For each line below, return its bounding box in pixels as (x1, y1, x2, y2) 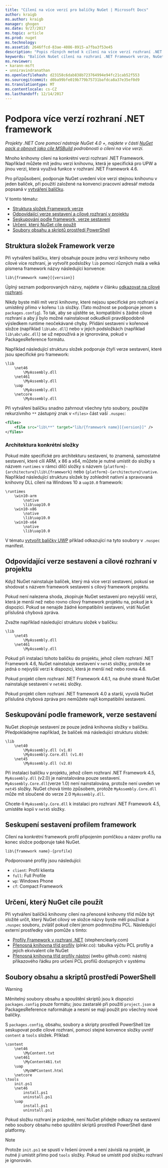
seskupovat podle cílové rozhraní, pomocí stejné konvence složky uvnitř (5, 1027, 153, 1033)
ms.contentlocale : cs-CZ (5, 86, 57, 92)
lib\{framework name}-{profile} (5, 849, 72, 854)
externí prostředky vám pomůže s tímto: (5, 927, 87, 933)
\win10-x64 (14, 520, 37, 525)
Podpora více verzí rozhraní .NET (5, 113, 145, 124)
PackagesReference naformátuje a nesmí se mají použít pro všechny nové (5, 1006, 158, 1012)
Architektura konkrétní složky (5, 441, 79, 448)
